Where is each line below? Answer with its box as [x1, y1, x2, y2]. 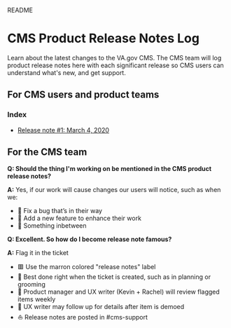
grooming [17, 280, 45, 289]
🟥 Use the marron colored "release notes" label [17, 263, 156, 271]
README [7, 6, 34, 14]
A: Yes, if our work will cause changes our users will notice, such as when [7, 186, 221, 194]
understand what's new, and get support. [7, 68, 126, 76]
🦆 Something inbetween [17, 221, 87, 230]
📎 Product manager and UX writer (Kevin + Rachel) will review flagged [17, 287, 220, 296]
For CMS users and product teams [7, 89, 160, 101]
